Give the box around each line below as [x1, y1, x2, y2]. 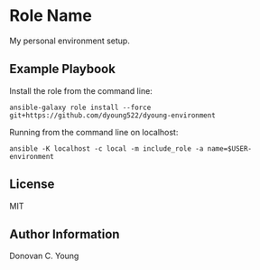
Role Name [9, 5, 92, 26]
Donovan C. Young [9, 250, 79, 262]
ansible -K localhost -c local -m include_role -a [9, 144, 204, 154]
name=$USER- [207, 144, 253, 154]
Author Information [9, 227, 120, 242]
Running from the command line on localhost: [9, 126, 179, 137]
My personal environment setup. [9, 35, 131, 46]
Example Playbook [9, 61, 116, 77]
